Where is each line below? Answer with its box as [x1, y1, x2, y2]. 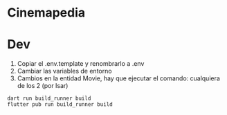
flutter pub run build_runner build [7, 101, 113, 108]
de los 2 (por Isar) [17, 82, 69, 90]
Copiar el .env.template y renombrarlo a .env [17, 60, 145, 68]
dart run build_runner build [7, 95, 91, 102]
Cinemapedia [7, 5, 86, 21]
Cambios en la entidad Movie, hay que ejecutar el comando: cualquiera [17, 74, 220, 82]
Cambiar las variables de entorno [17, 67, 112, 76]
